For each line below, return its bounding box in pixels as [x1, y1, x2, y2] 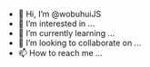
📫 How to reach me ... [17, 48, 103, 58]
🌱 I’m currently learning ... [17, 28, 115, 38]
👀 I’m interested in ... [17, 18, 95, 29]
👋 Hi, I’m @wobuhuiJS [17, 9, 102, 19]
